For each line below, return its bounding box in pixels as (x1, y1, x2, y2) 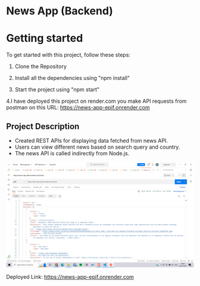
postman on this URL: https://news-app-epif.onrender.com (6, 104, 150, 111)
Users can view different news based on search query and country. (14, 143, 180, 150)
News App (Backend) (6, 4, 113, 18)
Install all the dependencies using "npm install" (14, 75, 130, 82)
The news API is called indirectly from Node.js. (14, 149, 130, 156)
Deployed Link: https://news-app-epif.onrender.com (6, 273, 134, 281)
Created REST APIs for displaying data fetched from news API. (14, 137, 168, 144)
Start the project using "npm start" (14, 86, 100, 93)
